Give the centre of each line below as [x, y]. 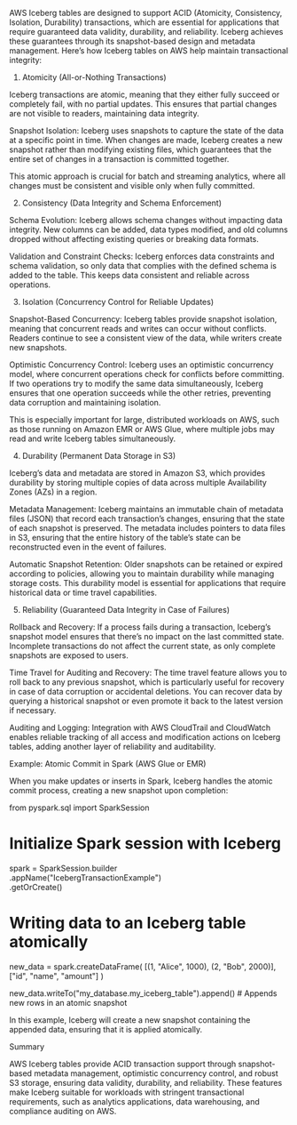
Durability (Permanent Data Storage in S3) [99, 456]
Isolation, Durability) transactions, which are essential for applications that [144, 22]
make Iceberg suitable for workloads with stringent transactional [127, 1092]
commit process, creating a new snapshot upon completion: [119, 790]
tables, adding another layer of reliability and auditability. [113, 747]
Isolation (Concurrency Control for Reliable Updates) [118, 302]
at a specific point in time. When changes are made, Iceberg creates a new [146, 140]
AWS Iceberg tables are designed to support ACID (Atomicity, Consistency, [146, 13]
